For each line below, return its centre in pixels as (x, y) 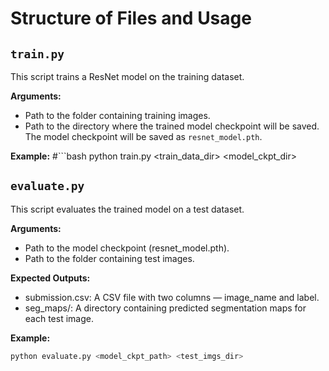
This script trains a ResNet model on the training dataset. (127, 76)
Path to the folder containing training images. (117, 115)
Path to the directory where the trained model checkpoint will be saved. (172, 126)
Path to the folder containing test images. (109, 258)
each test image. (59, 318)
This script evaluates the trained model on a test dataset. (127, 209)
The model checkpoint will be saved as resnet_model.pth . (143, 136)
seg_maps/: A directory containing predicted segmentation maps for (165, 308)
